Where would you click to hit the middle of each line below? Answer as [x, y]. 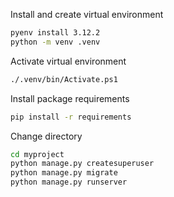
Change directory [46, 136]
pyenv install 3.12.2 [55, 33]
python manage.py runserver [69, 182]
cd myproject [37, 154]
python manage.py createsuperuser [82, 164]
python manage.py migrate [64, 173]
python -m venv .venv [55, 42]
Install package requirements [70, 98]
